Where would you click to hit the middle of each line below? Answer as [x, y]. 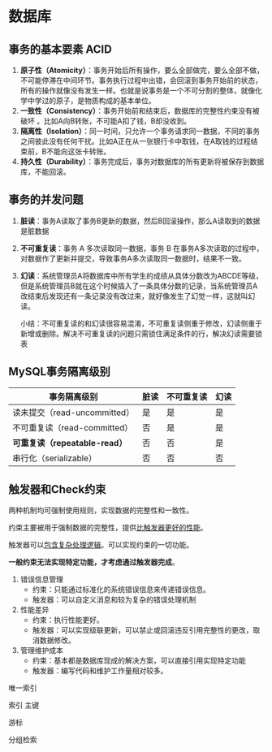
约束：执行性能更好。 [68, 620]
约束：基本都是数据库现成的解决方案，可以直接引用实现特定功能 [139, 661]
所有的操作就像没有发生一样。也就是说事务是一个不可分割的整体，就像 [138, 91]
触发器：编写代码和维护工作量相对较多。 [100, 671]
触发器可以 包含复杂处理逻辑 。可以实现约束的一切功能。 [101, 545]
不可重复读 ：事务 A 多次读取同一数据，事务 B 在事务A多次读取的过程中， [142, 248]
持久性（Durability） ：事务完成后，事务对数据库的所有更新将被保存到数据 [142, 162]
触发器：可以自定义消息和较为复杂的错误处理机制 [114, 600]
